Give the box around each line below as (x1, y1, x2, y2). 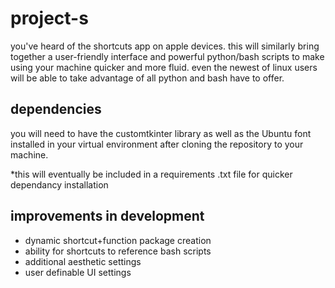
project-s (10, 7, 89, 30)
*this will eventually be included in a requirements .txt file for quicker (10, 168, 293, 180)
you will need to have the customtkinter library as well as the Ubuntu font (10, 127, 312, 139)
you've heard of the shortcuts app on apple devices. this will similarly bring (10, 40, 320, 52)
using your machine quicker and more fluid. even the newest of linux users (10, 61, 318, 73)
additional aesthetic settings (24, 255, 142, 267)
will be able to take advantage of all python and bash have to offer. (10, 72, 285, 84)
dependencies (10, 101, 102, 118)
